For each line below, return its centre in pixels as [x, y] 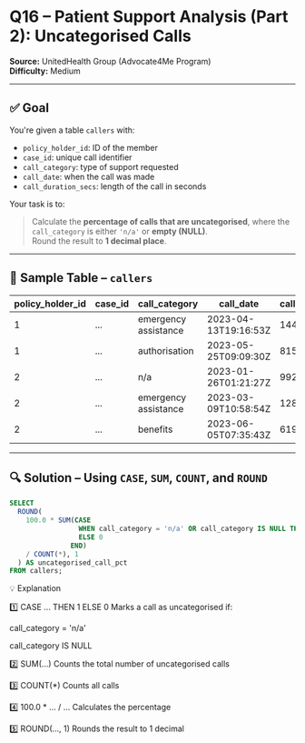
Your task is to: [37, 204]
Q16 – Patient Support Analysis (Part [149, 17]
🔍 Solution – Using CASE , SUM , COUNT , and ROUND [138, 478]
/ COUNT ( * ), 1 [52, 554]
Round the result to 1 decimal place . [99, 241]
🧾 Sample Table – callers [81, 278]
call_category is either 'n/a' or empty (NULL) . [120, 231]
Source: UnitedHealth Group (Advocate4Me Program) [110, 61]
